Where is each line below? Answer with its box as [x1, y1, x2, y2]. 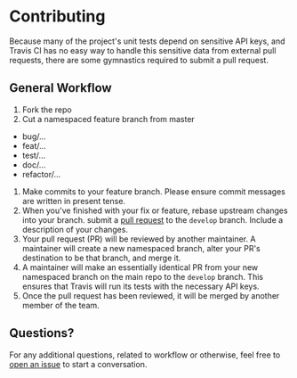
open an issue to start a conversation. [9, 358, 148, 369]
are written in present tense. [21, 195, 126, 206]
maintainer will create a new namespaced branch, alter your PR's [21, 242, 261, 253]
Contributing [9, 6, 106, 27]
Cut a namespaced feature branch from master [21, 113, 196, 124]
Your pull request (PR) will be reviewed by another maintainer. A [21, 234, 256, 244]
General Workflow [9, 80, 113, 95]
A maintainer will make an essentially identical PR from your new [21, 261, 259, 273]
